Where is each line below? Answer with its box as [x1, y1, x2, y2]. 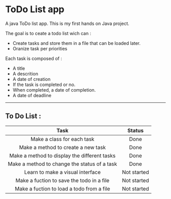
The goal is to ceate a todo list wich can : [5, 30, 92, 36]
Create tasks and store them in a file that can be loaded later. [12, 40, 141, 46]
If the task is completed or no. [12, 81, 76, 88]
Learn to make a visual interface [24, 168, 101, 176]
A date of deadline [12, 92, 52, 98]
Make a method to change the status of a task [8, 160, 118, 167]
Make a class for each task [30, 135, 95, 143]
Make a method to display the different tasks [9, 152, 116, 159]
